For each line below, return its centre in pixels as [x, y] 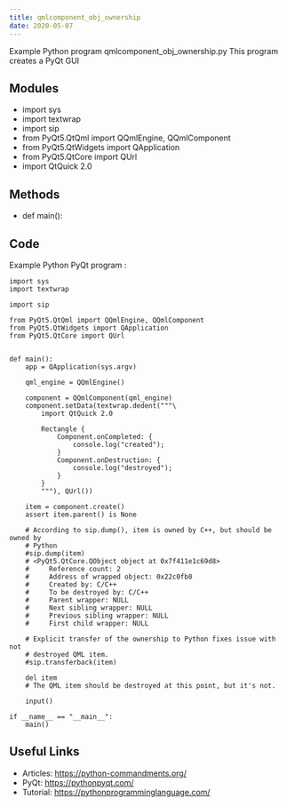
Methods [35, 194]
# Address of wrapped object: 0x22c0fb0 [109, 577]
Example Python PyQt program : [68, 265]
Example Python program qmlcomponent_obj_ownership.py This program [143, 51]
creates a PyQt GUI [44, 60]
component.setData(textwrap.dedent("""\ [101, 405]
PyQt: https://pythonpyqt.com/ [78, 782]
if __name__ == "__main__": [61, 716]
